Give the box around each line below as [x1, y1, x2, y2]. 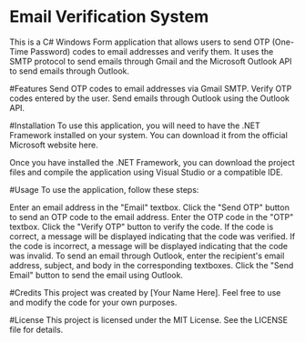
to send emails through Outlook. [9, 65, 130, 76]
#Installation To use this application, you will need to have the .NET [9, 120, 261, 131]
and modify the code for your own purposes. [9, 297, 178, 307]
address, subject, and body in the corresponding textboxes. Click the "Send [9, 259, 294, 270]
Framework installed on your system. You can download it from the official [9, 129, 289, 140]
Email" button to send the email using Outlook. [9, 269, 184, 280]
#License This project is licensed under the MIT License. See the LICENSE [9, 314, 289, 325]
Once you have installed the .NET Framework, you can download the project [9, 156, 295, 167]
